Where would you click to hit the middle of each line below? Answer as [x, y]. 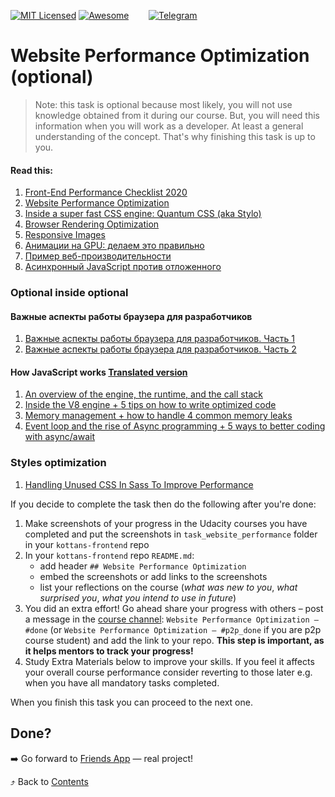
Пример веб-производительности [98, 256]
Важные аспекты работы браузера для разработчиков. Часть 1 [159, 339]
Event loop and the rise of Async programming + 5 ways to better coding [175, 426]
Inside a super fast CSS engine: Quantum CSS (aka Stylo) [143, 214]
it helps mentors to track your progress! [109, 651]
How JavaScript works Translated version [99, 372]
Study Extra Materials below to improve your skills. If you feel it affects [169, 661]
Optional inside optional [69, 293]
